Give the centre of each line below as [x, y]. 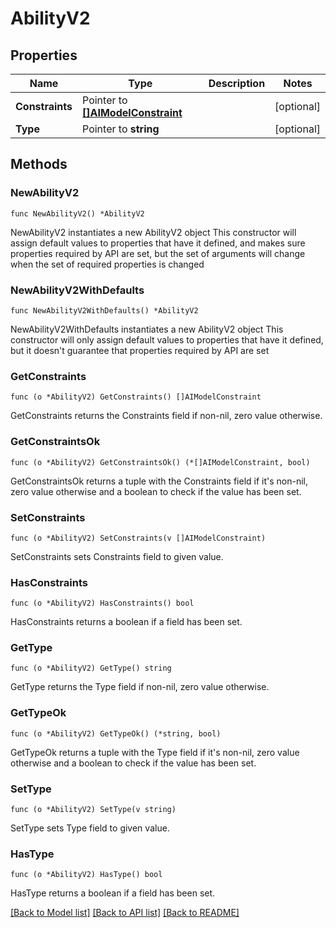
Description [237, 83]
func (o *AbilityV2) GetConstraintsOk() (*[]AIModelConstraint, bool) [160, 462]
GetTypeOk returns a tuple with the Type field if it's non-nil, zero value [155, 752]
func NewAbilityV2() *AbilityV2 [77, 213]
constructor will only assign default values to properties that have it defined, [167, 339]
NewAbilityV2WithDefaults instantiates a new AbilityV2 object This [147, 329]
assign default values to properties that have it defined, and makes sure [158, 243]
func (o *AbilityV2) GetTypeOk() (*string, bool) [116, 733]
